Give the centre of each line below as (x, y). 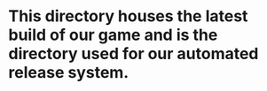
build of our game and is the (113, 35)
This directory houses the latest (128, 16)
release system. (69, 73)
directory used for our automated (133, 54)
